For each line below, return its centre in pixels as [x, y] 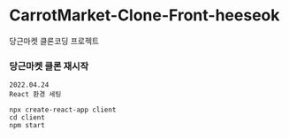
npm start [27, 126]
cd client [27, 118]
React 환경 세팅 [35, 95]
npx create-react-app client [63, 110]
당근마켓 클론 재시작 [49, 65]
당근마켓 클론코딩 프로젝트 [54, 41]
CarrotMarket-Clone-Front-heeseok [144, 15]
